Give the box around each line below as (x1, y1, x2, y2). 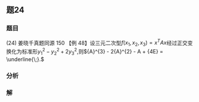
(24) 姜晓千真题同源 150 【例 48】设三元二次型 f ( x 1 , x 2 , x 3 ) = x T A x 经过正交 (6, 38, 188, 48)
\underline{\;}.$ (6, 55, 45, 63)
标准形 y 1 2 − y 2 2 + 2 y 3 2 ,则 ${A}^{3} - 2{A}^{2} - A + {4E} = (22, 47, 164, 56)
